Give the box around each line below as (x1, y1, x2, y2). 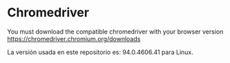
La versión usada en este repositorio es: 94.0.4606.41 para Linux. (7, 48, 193, 56)
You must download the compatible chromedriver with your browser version (7, 27, 224, 36)
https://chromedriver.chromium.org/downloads (7, 34, 141, 42)
